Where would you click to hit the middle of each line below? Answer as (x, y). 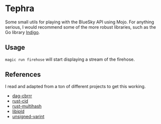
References (23, 75)
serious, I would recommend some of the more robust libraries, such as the (80, 27)
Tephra (20, 9)
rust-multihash (27, 106)
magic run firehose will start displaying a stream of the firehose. (70, 59)
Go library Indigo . (22, 32)
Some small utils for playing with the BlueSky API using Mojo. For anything (80, 22)
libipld (18, 111)
